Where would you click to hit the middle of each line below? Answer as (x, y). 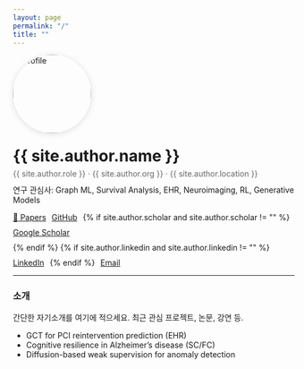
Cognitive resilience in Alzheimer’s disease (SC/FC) (120, 345)
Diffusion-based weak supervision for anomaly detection (131, 354)
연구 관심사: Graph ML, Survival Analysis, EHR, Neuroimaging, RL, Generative (153, 190)
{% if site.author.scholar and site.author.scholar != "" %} (186, 218)
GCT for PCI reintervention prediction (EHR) (106, 335)
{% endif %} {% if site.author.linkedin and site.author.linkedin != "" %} (141, 248)
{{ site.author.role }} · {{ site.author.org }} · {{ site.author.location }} (135, 174)
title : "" (31, 34)
